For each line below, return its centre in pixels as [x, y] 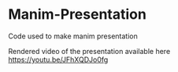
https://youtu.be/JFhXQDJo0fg [58, 59]
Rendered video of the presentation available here [89, 51]
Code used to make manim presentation [73, 36]
